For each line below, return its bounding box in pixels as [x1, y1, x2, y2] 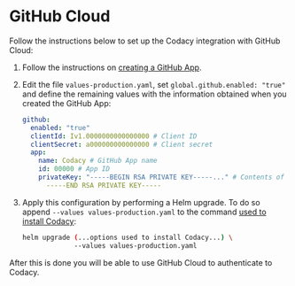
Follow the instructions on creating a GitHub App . [21, 62, 202, 73]
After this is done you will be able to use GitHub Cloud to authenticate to [9, 257, 273, 267]
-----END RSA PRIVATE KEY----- [45, 181, 162, 189]
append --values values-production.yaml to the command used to [21, 206, 268, 217]
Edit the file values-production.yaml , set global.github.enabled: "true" [21, 79, 286, 89]
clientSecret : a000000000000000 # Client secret [30, 140, 213, 149]
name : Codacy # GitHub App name [38, 157, 158, 166]
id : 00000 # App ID [38, 165, 111, 174]
